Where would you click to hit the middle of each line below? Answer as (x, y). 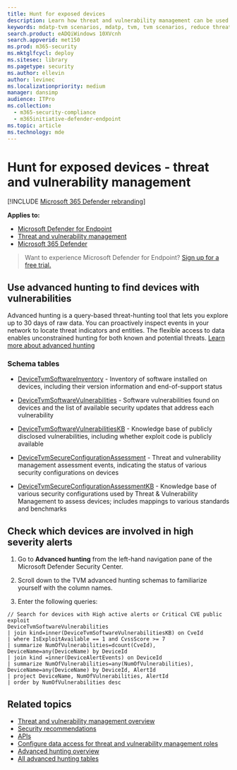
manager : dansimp (33, 93)
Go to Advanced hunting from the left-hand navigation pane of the (115, 559)
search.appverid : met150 (44, 40)
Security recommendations (57, 729)
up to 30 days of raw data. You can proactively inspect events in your (108, 323)
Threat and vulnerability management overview (86, 721)
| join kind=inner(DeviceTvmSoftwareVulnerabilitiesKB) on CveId (105, 633)
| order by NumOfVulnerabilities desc (64, 682)
